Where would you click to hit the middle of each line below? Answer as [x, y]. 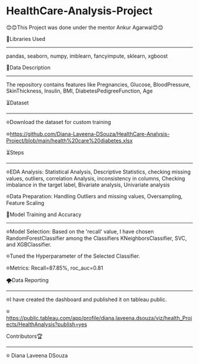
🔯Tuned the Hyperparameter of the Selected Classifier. [73, 256]
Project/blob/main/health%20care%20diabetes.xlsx [70, 140]
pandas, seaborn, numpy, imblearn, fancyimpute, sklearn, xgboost [87, 56]
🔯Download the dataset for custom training [59, 122]
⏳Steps [15, 152]
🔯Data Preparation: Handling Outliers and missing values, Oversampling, [94, 196]
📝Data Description [28, 67]
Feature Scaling [25, 202]
